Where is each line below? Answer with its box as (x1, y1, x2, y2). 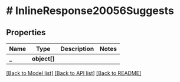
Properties (6, 28, 46, 37)
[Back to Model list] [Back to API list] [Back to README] (6, 70, 142, 77)
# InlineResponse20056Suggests (6, 4, 174, 18)
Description (60, 45, 94, 53)
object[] (31, 54, 55, 63)
